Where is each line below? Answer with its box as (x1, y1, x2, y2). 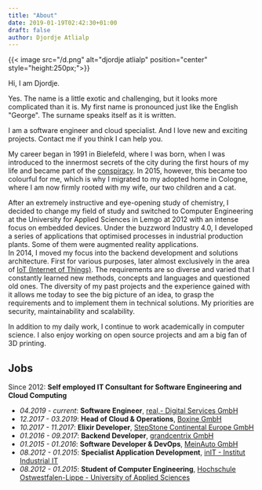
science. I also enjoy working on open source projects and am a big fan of (8, 330, 247, 340)
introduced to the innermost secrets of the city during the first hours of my (8, 158, 249, 168)
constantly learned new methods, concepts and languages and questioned (8, 273, 250, 283)
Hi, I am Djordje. (8, 79, 60, 88)
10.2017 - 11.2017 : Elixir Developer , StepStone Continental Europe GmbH (19, 422, 254, 433)
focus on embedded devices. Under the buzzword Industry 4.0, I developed (8, 223, 253, 233)
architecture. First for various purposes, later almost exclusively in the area (8, 256, 250, 266)
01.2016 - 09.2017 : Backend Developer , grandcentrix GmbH (19, 431, 214, 440)
